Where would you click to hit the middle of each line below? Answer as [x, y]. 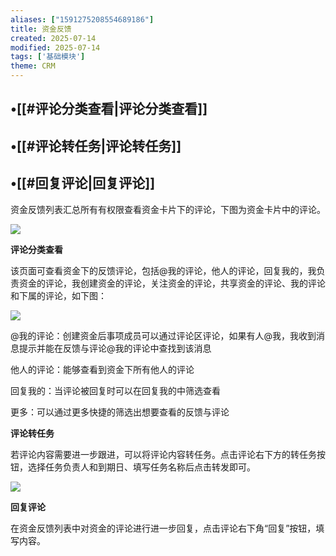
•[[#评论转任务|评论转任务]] [96, 146]
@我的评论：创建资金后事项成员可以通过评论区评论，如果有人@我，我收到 [163, 335]
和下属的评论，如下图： [58, 295]
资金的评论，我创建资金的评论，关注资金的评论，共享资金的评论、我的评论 [172, 283]
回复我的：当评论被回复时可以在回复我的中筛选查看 [115, 390]
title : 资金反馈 [41, 29]
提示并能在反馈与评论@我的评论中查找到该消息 [115, 348]
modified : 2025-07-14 [55, 47]
